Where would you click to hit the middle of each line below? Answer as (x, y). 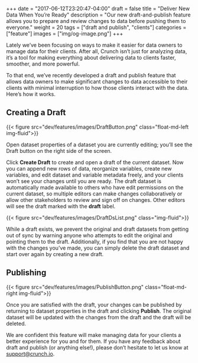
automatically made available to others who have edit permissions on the (95, 187)
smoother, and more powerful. (43, 64)
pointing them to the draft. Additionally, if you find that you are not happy (95, 241)
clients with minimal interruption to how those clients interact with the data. (98, 88)
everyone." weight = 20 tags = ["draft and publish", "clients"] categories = (96, 27)
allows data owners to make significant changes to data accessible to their (97, 81)
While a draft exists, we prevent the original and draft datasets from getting (98, 229)
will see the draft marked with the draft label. (61, 206)
